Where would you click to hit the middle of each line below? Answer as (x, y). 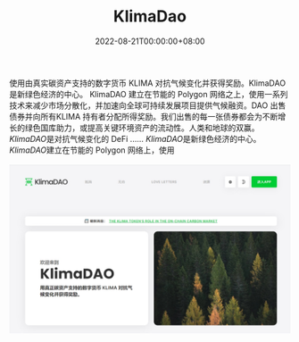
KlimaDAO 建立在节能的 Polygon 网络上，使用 (92, 150)
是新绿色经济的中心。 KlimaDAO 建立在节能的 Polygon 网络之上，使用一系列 (149, 94)
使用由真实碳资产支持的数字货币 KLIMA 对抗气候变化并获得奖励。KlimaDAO (148, 83)
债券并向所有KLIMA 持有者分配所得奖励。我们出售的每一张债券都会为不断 (144, 116)
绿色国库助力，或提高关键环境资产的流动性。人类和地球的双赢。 (142, 128)
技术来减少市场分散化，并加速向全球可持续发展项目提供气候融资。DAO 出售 (148, 105)
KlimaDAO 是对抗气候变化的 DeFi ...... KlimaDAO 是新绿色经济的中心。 (135, 138)
